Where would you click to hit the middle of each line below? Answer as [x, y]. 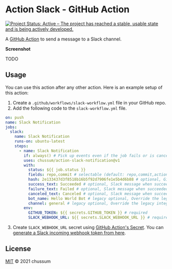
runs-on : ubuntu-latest [40, 141]
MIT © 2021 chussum [28, 261]
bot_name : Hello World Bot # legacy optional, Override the [93, 198]
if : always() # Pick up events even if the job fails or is [89, 156]
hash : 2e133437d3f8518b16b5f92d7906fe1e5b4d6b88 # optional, [94, 180]
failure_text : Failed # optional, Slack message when [87, 189]
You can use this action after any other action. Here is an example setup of [84, 87]
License [18, 249]
